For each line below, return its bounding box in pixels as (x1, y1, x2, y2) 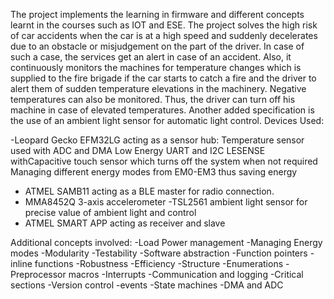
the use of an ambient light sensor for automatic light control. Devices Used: (10, 115, 325, 126)
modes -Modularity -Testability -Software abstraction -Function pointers (10, 247, 308, 259)
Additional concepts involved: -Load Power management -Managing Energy (10, 237, 323, 248)
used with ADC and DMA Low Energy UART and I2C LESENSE (10, 145, 266, 156)
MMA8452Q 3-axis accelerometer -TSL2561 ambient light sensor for (24, 196, 308, 208)
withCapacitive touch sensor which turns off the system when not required (10, 155, 318, 167)
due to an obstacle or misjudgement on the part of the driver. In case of (10, 40, 305, 52)
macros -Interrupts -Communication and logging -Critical (68, 269, 304, 280)
